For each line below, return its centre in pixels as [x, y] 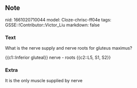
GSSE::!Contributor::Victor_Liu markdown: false [52, 25]
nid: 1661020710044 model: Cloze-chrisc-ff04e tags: [58, 19]
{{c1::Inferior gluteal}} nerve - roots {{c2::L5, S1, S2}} [58, 57]
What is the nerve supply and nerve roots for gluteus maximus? [69, 48]
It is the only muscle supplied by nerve [44, 81]
